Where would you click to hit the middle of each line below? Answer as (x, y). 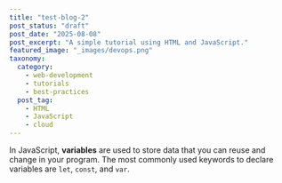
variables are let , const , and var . (70, 169)
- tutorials (47, 84)
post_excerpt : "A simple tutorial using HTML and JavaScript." (129, 42)
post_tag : (35, 100)
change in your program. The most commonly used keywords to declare (141, 159)
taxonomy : (28, 59)
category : (35, 68)
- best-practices (57, 91)
